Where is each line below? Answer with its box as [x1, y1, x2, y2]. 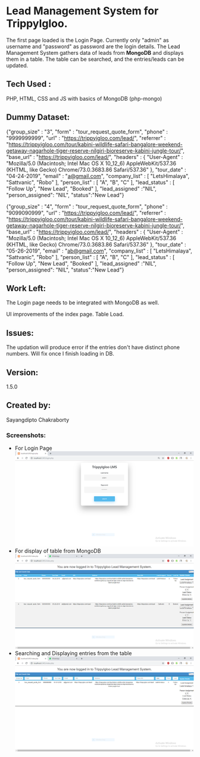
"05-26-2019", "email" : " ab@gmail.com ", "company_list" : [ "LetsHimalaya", [6, 247, 192, 254]
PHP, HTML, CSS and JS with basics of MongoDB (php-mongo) [6, 95, 162, 102]
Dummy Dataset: [6, 112, 70, 123]
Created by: [6, 400, 51, 410]
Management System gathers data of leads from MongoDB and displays [6, 49, 184, 56]
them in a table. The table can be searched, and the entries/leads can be [6, 55, 185, 63]
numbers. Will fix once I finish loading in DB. [6, 350, 114, 357]
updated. [6, 61, 29, 69]
